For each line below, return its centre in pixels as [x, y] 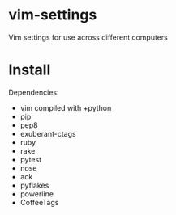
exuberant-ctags [48, 133]
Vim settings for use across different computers [88, 37]
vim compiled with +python [66, 107]
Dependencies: [34, 92]
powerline [37, 194]
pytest [31, 159]
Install [30, 70]
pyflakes [34, 185]
